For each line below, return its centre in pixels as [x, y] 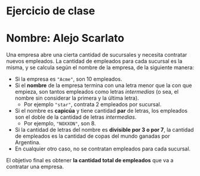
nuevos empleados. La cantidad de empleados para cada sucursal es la [94, 61]
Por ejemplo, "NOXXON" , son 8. [60, 123]
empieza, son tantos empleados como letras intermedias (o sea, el [97, 92]
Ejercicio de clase [51, 11]
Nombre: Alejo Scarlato [65, 38]
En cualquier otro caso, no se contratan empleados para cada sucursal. [103, 149]
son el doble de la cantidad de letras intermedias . [76, 117]
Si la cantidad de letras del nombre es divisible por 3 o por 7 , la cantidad [104, 130]
